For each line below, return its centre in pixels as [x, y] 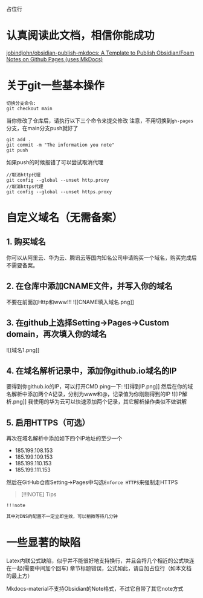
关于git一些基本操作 [55, 86]
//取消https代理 [25, 187]
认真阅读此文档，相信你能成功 [81, 36]
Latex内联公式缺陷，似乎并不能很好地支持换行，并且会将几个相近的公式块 [98, 560]
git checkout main [29, 108]
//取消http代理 [24, 174]
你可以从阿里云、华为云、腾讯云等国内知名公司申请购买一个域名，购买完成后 [101, 257]
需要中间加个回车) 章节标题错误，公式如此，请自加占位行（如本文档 [108, 568]
